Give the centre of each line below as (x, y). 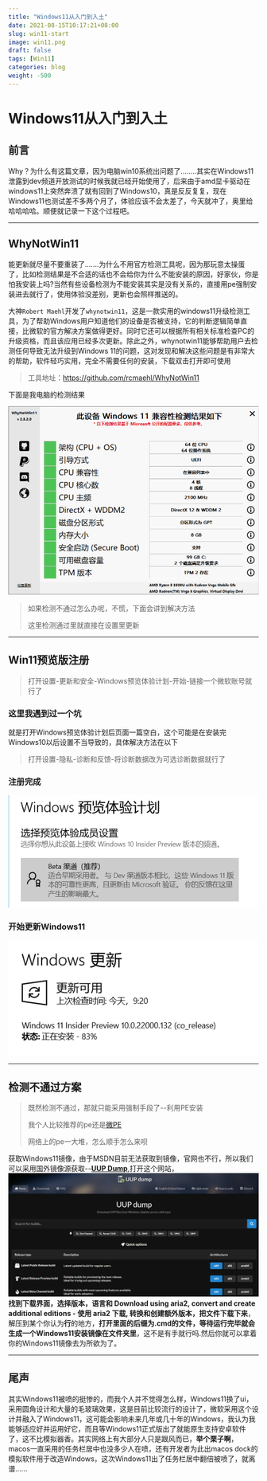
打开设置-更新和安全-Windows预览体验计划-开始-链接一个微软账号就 (140, 680)
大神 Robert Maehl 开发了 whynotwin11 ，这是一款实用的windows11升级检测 (126, 311)
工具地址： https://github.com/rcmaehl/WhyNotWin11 (114, 378)
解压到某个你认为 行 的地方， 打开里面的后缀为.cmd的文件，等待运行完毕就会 (132, 1323)
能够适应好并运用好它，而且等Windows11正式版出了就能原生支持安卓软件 (127, 1428)
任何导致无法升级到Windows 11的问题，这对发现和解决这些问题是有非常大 (135, 351)
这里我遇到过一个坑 (45, 713)
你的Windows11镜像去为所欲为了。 (65, 1343)
